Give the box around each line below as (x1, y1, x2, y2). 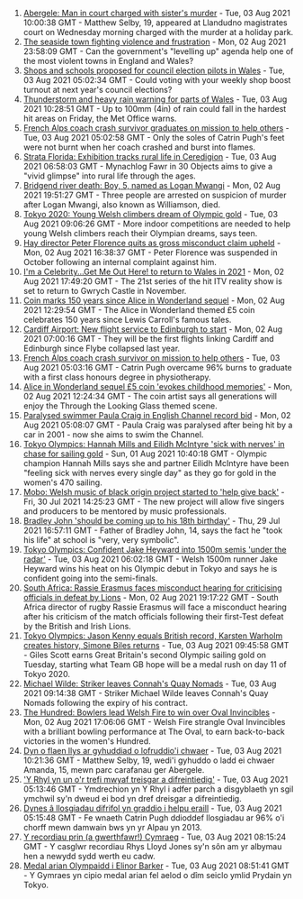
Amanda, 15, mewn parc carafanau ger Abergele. (22, 765, 205, 775)
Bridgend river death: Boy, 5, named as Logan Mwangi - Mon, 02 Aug (22, 180, 281, 190)
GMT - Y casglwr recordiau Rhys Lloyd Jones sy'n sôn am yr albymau (22, 841, 282, 851)
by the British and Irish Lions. (22, 621, 131, 631)
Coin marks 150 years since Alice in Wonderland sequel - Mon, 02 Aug (22, 295, 286, 306)
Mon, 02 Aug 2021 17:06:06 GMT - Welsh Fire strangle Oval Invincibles (22, 717, 286, 727)
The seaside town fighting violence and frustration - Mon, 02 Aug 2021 (22, 36, 287, 47)
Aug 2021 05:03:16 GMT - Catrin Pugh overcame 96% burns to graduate (22, 362, 293, 372)
